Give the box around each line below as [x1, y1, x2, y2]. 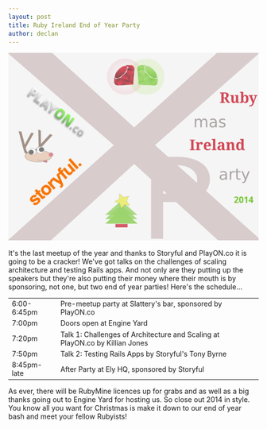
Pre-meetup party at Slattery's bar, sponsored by [60, 299, 222, 309]
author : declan [8, 29, 59, 37]
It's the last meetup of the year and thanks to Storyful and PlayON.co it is [8, 249, 247, 258]
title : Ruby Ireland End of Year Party [8, 21, 141, 29]
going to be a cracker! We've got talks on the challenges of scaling [8, 257, 227, 266]
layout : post [8, 13, 52, 21]
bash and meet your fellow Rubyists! [8, 412, 127, 421]
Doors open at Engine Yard [60, 319, 149, 328]
